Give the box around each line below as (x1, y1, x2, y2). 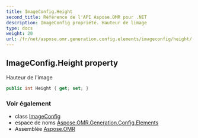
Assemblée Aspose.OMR (14, 125, 76, 132)
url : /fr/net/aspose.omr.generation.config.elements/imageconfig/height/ (6, 36, 193, 42)
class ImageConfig (14, 113, 61, 120)
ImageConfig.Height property (6, 58, 119, 68)
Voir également (6, 99, 52, 107)
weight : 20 (6, 31, 33, 37)
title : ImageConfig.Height (6, 8, 73, 15)
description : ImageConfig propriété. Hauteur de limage (6, 20, 147, 25)
